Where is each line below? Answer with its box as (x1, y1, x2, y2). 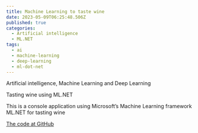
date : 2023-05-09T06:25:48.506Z (6, 14, 86, 20)
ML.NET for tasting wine (6, 109, 65, 116)
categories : (6, 25, 36, 31)
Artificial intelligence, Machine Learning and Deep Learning (6, 80, 151, 87)
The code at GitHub (6, 121, 55, 128)
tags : (6, 42, 20, 48)
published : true (6, 20, 46, 25)
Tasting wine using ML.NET (6, 91, 73, 98)
